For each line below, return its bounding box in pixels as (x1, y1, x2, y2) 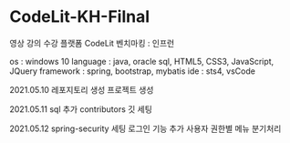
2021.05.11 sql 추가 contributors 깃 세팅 (9, 103, 153, 115)
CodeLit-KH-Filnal (9, 6, 150, 27)
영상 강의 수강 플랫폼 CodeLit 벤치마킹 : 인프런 (9, 37, 175, 48)
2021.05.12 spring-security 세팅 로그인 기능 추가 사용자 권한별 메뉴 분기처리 (9, 123, 282, 134)
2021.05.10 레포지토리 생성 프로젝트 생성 (9, 84, 154, 95)
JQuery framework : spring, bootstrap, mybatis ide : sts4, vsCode (9, 66, 255, 77)
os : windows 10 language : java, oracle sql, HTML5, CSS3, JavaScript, (9, 56, 274, 66)
